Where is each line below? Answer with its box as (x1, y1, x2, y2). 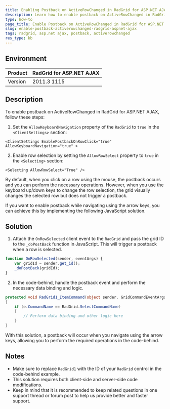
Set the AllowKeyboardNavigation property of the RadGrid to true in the (12, 124, 159, 130)
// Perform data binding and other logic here (23, 313, 123, 319)
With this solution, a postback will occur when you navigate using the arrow (5, 332, 163, 338)
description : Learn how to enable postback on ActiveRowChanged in (5, 12, 151, 17)
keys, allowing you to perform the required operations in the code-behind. (5, 337, 159, 343)
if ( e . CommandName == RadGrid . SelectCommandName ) (14, 304, 121, 309)
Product (8, 69, 28, 76)
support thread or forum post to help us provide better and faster (12, 392, 148, 398)
